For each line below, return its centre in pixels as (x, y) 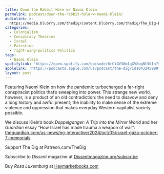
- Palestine (22, 46)
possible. (14, 113)
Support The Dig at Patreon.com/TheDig (46, 147)
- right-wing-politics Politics (42, 50)
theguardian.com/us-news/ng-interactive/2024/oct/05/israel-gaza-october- (82, 133)
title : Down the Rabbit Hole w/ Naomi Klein (51, 10)
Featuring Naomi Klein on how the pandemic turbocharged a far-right (75, 87)
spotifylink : (18, 64)
